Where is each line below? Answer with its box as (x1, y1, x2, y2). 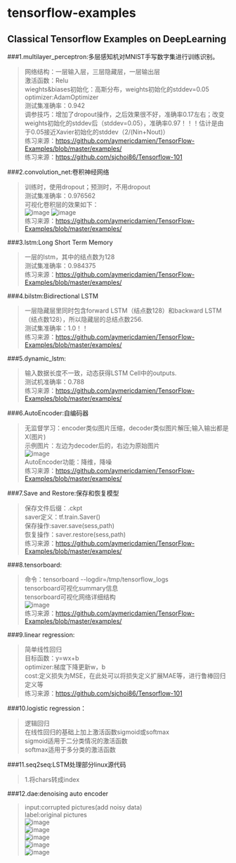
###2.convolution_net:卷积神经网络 (7, 168, 110, 176)
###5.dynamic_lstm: (7, 354, 67, 363)
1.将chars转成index (24, 776, 80, 783)
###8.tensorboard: (7, 561, 62, 569)
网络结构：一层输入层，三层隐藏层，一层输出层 (24, 68, 160, 75)
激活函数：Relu (24, 76, 69, 84)
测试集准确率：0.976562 (24, 191, 96, 200)
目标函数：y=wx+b (24, 654, 79, 662)
